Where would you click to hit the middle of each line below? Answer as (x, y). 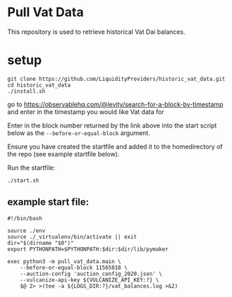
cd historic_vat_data (39, 85)
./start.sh (23, 180)
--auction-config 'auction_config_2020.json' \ (91, 274)
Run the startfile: (31, 168)
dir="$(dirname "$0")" (41, 243)
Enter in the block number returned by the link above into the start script (112, 125)
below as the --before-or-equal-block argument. (79, 133)
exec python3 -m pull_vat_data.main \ (64, 261)
